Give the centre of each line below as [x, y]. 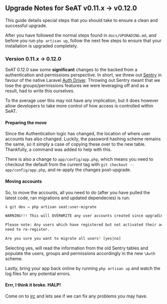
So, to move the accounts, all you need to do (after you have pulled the [78, 192]
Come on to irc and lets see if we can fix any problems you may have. [76, 296]
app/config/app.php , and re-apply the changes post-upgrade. [68, 170]
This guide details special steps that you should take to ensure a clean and [82, 20]
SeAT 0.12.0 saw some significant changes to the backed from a [71, 70]
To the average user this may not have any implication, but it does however [82, 101]
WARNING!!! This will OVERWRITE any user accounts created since [74, 216]
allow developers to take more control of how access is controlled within [79, 106]
